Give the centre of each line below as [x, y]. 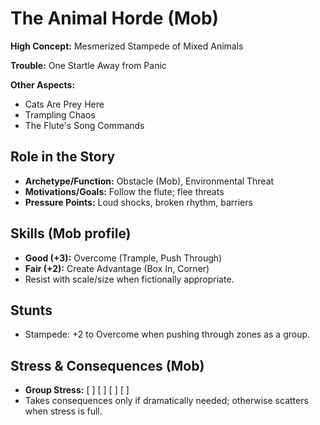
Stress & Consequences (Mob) [107, 365]
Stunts [31, 310]
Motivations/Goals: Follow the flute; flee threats [124, 191]
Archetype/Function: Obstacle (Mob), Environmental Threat [149, 181]
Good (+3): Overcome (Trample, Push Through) [123, 258]
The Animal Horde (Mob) [115, 18]
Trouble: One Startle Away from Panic [88, 65]
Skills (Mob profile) [71, 233]
